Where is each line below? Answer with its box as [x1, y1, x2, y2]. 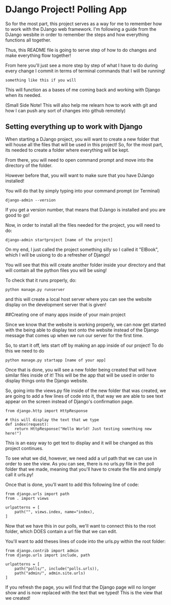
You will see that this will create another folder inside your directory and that [5, 262, 166, 268]
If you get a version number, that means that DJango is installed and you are [5, 206, 166, 212]
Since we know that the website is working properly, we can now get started [5, 321, 166, 327]
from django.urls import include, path [5, 553, 90, 558]
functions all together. [5, 37, 52, 43]
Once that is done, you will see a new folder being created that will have [5, 366, 157, 373]
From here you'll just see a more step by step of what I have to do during [5, 62, 158, 68]
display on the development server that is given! [5, 301, 107, 307]
